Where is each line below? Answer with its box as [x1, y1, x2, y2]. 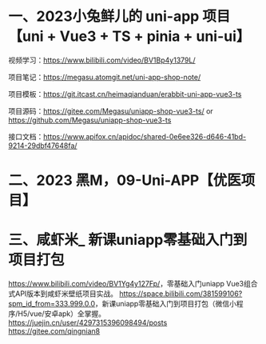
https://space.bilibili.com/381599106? [119, 289, 243, 298]
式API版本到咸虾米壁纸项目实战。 [8, 289, 118, 298]
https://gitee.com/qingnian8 [8, 326, 101, 336]
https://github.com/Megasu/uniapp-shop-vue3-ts [8, 115, 172, 125]
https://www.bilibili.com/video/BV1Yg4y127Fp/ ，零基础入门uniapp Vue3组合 [8, 279, 258, 289]
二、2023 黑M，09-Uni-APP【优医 [8, 171, 241, 190]
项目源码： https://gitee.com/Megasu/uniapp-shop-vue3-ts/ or [8, 106, 213, 116]
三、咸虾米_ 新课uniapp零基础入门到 [8, 231, 248, 249]
